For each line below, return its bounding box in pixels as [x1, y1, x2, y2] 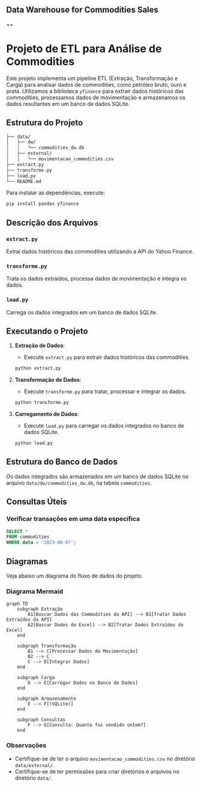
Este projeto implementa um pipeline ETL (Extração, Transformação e [6, 75, 178, 82]
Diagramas [6, 556, 48, 567]
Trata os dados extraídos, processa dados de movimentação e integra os [6, 275, 187, 282]
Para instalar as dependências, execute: [6, 189, 105, 196]
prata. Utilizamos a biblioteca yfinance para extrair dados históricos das [6, 87, 184, 95]
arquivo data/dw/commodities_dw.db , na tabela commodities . [6, 479, 152, 487]
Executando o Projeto [6, 326, 88, 336]
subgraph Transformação [17, 643, 77, 649]
